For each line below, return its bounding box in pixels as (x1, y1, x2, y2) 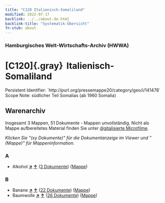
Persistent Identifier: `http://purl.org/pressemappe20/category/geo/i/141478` (5, 87, 161, 93)
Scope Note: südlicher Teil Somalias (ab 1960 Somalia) (5, 92, 117, 98)
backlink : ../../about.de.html (5, 16, 70, 21)
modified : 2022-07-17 (5, 12, 50, 17)
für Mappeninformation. (26, 140, 75, 146)
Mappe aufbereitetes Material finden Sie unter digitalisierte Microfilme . (5, 125, 149, 131)
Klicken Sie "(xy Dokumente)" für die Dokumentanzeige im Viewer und (5, 135, 149, 141)
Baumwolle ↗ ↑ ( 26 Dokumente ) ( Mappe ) (12, 193, 98, 199)
